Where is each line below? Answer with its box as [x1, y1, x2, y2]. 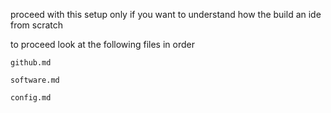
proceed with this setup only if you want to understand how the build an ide [10, 9, 322, 20]
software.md [10, 75, 60, 85]
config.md [10, 93, 52, 103]
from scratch [10, 19, 64, 31]
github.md [10, 58, 52, 68]
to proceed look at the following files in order [10, 39, 195, 50]
